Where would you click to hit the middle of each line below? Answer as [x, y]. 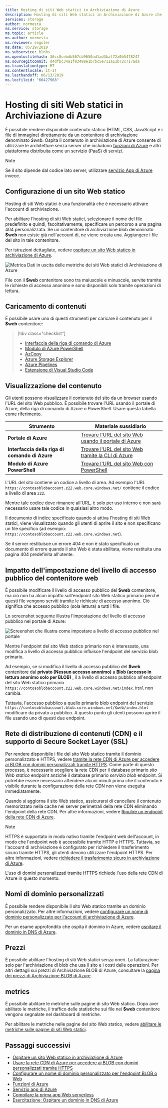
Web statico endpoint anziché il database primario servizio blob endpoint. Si [84, 775]
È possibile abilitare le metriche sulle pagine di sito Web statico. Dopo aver [82, 1004]
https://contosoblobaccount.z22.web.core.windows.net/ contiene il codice [82, 488]
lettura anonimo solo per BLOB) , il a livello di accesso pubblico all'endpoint [83, 677]
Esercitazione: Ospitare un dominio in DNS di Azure [65, 1100]
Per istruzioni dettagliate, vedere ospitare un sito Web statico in [70, 250]
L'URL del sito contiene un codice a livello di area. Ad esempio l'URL [75, 483]
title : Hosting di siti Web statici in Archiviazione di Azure [72, 10]
